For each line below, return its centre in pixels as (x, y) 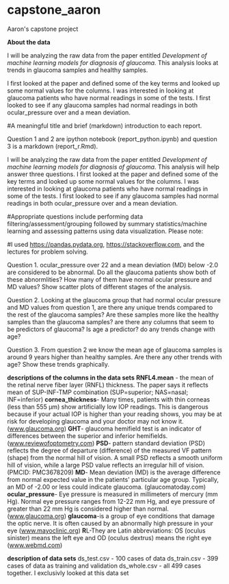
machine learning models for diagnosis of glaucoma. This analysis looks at (113, 62)
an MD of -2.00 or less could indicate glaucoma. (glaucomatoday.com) (107, 487)
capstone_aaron (54, 10)
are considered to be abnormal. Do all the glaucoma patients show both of (112, 272)
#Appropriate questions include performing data (75, 216)
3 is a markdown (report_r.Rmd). (53, 146)
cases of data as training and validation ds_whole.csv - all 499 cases (104, 565)
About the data (29, 42)
